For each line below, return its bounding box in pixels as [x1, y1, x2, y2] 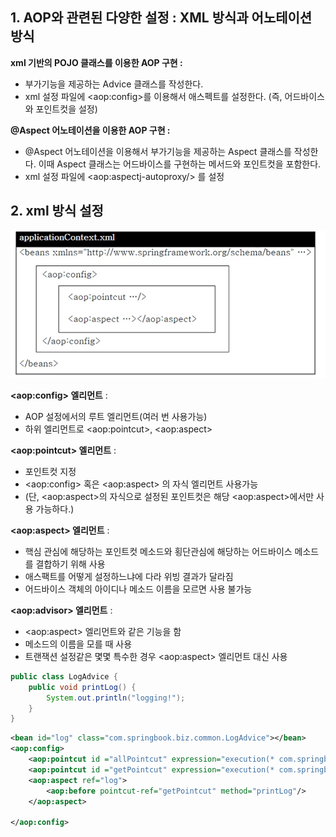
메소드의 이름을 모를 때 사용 [24, 638, 133, 650]
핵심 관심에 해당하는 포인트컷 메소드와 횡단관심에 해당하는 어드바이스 [24, 545, 293, 557]
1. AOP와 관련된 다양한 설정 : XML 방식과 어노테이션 [10, 9, 313, 27]
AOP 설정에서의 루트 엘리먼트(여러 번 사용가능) [24, 410, 208, 422]
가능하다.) [35, 503, 75, 515]
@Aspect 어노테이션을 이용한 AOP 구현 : [10, 124, 171, 136]
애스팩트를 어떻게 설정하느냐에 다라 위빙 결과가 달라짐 [24, 570, 234, 582]
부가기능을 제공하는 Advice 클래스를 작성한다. [24, 78, 204, 90]
